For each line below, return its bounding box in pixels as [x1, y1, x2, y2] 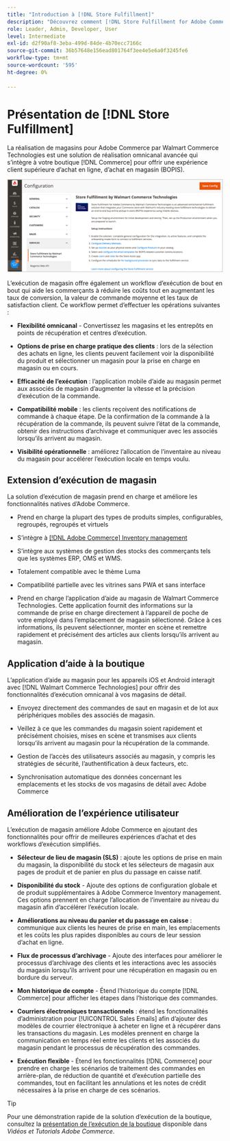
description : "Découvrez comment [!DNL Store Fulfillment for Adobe [7, 18, 207, 25]
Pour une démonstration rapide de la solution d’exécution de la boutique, [7, 1112, 212, 1120]
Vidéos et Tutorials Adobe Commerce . [7, 1127, 115, 1135]
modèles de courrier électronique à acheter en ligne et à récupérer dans [16, 1022, 221, 1030]
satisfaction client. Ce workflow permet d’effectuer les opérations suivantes [7, 300, 220, 309]
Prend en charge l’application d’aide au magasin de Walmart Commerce [16, 594, 219, 603]
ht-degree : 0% [7, 69, 48, 75]
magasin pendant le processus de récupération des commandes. [16, 1043, 201, 1052]
